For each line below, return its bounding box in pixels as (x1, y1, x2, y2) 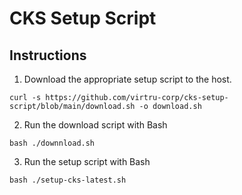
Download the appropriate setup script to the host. (23, 73, 232, 85)
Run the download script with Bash (23, 119, 168, 131)
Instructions (9, 47, 87, 64)
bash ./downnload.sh (9, 138, 96, 148)
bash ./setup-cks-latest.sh (9, 175, 127, 185)
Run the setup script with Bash (23, 156, 151, 167)
